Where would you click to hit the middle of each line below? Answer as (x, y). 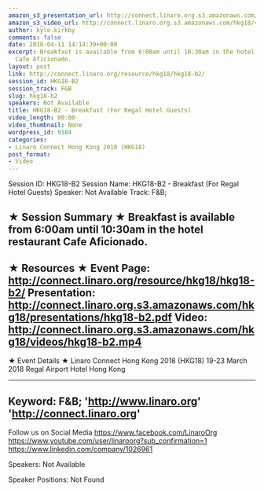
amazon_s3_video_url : (44, 23)
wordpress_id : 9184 (40, 132)
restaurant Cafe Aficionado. (78, 242)
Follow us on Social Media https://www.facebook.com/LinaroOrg (113, 432)
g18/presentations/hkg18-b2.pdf (90, 317)
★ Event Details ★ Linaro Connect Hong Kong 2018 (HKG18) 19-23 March (128, 361)
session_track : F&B (40, 88)
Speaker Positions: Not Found (56, 479)
